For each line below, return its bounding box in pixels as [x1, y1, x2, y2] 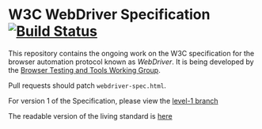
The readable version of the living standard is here [8, 111, 173, 120]
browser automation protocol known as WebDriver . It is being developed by [8, 57, 255, 66]
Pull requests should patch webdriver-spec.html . [8, 81, 166, 90]
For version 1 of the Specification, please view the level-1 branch [8, 96, 218, 105]
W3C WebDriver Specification [8, 6, 211, 24]
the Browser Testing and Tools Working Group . [8, 65, 161, 74]
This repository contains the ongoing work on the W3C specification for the [8, 48, 255, 58]
